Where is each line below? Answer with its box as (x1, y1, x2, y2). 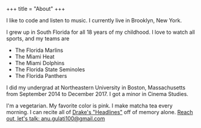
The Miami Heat (14, 53, 55, 60)
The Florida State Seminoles (14, 66, 85, 73)
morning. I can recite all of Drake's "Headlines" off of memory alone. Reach (6, 109, 193, 115)
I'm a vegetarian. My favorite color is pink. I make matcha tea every (6, 102, 173, 109)
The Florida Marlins (14, 46, 63, 54)
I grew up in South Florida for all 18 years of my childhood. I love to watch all (6, 28, 196, 36)
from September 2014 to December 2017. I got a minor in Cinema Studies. (6, 91, 188, 97)
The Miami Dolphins (14, 60, 65, 66)
